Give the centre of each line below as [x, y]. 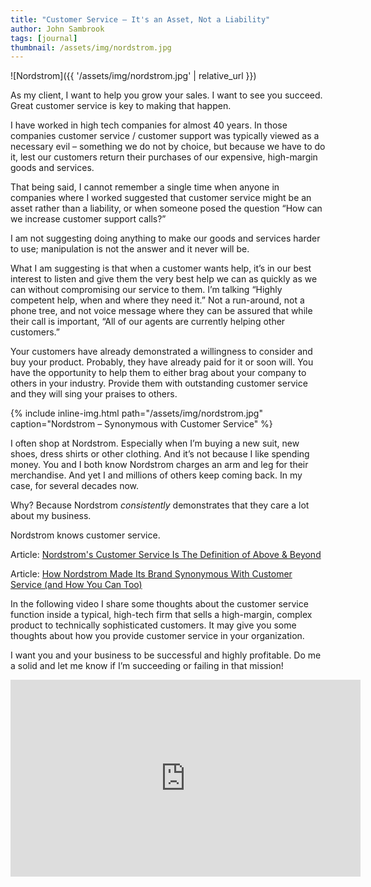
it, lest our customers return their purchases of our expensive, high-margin [164, 157]
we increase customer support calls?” [88, 219]
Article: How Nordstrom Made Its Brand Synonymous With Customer [151, 574]
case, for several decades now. [75, 486]
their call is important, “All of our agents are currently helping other [148, 322]
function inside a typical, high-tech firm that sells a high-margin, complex [161, 615]
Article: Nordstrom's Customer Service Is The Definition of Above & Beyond [166, 555]
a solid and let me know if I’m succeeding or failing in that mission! [147, 666]
